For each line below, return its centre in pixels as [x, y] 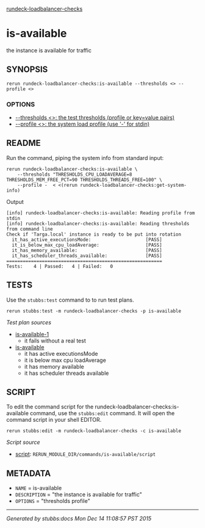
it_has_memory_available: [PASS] [87, 250]
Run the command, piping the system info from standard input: [85, 157]
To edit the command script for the [50, 407]
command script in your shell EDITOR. [54, 420]
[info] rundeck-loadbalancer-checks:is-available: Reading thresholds [98, 223]
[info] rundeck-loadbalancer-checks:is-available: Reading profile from [101, 213]
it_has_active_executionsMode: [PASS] [87, 240]
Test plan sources [29, 322]
